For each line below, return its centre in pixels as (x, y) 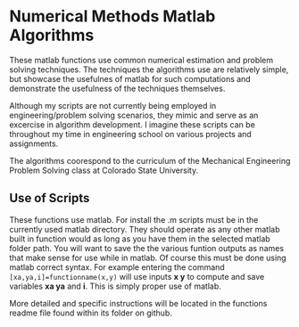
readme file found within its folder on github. (91, 313)
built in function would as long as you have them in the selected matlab (140, 239)
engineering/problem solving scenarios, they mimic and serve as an (134, 115)
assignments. (34, 143)
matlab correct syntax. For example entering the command (117, 267)
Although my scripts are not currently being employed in (113, 105)
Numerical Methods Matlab (112, 16)
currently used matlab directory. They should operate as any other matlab (145, 229)
